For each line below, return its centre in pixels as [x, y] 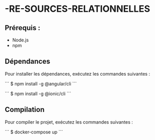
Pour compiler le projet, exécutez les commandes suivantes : [69, 122]
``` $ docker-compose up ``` [34, 132]
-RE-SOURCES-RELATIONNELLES [77, 9]
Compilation [25, 110]
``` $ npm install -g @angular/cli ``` [41, 84]
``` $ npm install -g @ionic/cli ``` [38, 94]
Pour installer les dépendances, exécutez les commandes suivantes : [77, 74]
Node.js [20, 40]
